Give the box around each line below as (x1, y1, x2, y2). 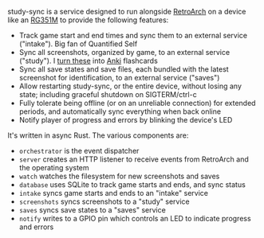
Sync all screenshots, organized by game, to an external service (18, 48, 231, 57)
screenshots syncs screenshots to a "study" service (18, 197, 190, 206)
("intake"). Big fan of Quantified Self (18, 39, 138, 49)
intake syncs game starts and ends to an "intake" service (18, 189, 209, 197)
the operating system (18, 163, 89, 172)
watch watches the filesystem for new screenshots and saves (18, 171, 220, 181)
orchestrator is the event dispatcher (18, 146, 140, 155)
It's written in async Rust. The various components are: (7, 131, 189, 140)
